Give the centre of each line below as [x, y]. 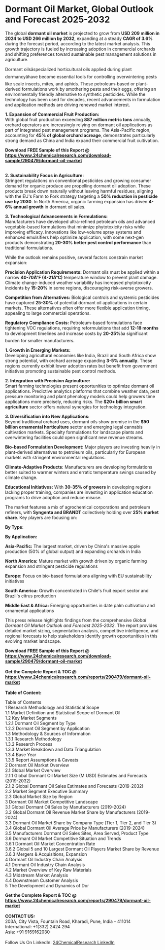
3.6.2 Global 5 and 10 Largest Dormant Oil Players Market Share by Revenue [82, 849]
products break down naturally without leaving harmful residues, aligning [79, 191]
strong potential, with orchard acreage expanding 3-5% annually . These [79, 361]
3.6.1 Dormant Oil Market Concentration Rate [50, 843]
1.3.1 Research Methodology [33, 739]
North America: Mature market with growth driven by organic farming [76, 561]
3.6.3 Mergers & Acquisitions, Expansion [46, 854]
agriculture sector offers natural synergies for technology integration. [76, 407]
